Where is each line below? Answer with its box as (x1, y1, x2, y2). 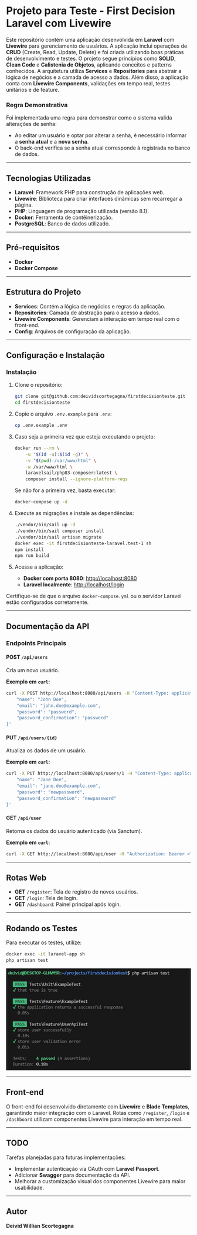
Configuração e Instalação (6, 350, 105, 360)
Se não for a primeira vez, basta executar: (14, 487, 116, 494)
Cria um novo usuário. (6, 666, 60, 673)
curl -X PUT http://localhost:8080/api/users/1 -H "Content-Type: (6, 771, 172, 776)
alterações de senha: (6, 121, 57, 128)
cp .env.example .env (14, 423, 67, 429)
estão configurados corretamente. (6, 599, 89, 606)
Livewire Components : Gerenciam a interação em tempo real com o (14, 315, 180, 322)
